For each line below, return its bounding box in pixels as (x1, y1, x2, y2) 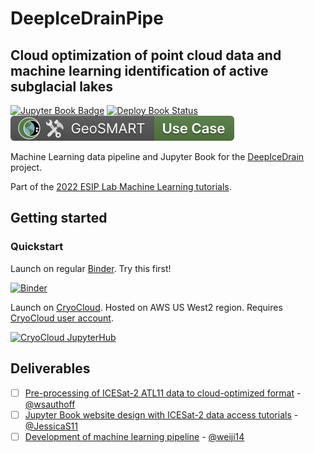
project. (10, 162, 43, 173)
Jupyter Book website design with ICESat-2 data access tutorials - (24, 408, 299, 421)
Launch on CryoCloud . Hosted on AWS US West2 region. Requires (10, 301, 283, 313)
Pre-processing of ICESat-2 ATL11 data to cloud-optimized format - (24, 387, 302, 399)
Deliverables (10, 360, 91, 377)
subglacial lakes (10, 78, 113, 95)
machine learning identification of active (10, 62, 269, 79)
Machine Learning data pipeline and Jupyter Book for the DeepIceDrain (10, 151, 305, 162)
